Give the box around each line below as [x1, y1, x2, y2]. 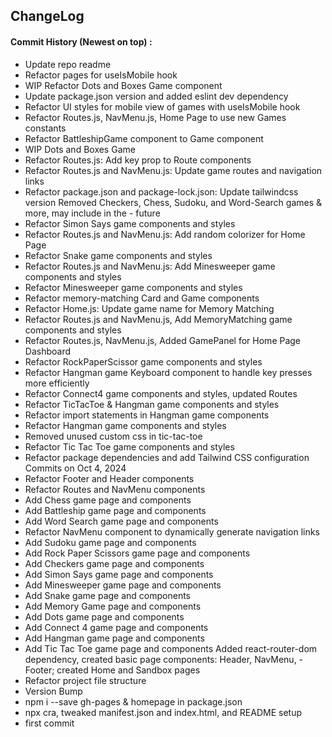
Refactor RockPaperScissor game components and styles [24, 355, 263, 368]
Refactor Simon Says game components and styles [24, 217, 236, 229]
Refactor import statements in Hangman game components [24, 409, 270, 421]
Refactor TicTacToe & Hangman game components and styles [24, 398, 280, 410]
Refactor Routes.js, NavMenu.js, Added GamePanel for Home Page [24, 334, 302, 346]
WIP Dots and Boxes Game [24, 143, 136, 155]
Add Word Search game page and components [24, 515, 219, 527]
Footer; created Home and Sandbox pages [24, 664, 201, 676]
